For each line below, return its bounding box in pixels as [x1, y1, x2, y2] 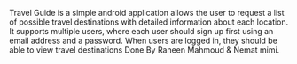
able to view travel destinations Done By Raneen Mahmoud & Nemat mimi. [9, 45, 280, 55]
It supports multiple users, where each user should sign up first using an [9, 26, 274, 36]
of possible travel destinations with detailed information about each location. [9, 17, 289, 27]
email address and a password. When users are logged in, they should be [9, 35, 277, 46]
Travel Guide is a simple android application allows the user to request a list [9, 8, 285, 18]
